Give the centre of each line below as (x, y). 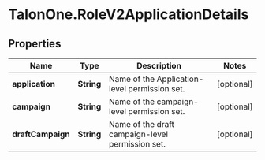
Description (159, 66)
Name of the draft (142, 124)
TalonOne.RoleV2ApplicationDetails (129, 15)
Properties (35, 44)
